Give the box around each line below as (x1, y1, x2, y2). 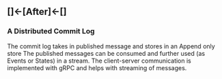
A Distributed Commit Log (7, 27, 95, 36)
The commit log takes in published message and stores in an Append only (7, 42, 215, 50)
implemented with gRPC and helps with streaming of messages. (7, 63, 187, 72)
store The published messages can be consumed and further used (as (7, 49, 206, 57)
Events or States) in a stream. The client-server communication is (7, 57, 191, 65)
